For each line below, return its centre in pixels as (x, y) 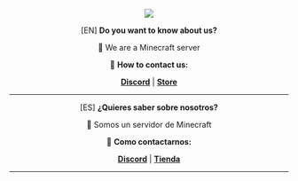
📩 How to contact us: (149, 65)
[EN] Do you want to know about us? (149, 30)
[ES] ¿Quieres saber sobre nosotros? (149, 107)
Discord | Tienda (149, 159)
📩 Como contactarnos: (149, 142)
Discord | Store (149, 82)
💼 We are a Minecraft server (149, 47)
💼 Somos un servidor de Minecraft (149, 125)
